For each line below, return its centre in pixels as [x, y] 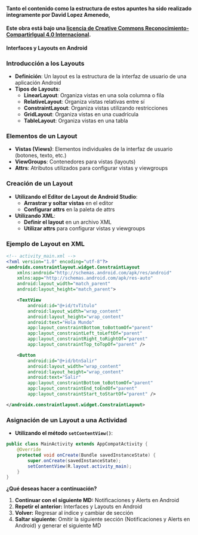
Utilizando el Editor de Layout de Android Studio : [76, 196]
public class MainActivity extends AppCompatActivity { [77, 444]
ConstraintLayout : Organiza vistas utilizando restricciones [96, 108]
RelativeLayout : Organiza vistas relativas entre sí [84, 102]
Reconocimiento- [167, 28]
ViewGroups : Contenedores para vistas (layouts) [75, 162]
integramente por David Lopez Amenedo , [58, 14]
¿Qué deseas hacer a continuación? [52, 488]
